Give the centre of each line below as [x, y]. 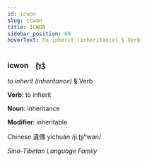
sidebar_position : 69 [39, 34]
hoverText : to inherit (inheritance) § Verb [74, 40]
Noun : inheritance [34, 109]
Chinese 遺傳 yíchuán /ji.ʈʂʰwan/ [54, 137]
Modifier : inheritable [37, 122]
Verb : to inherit [29, 95]
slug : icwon [25, 21]
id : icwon [22, 14]
